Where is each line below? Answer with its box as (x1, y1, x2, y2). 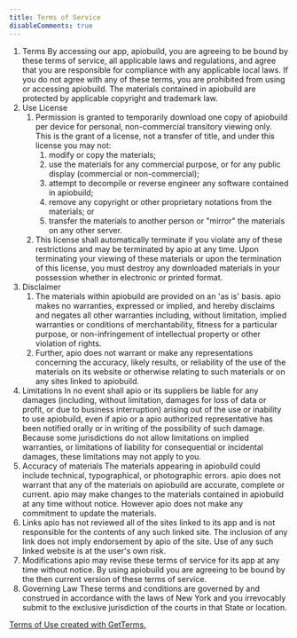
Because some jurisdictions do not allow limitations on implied (21, 432, 250, 443)
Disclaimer (21, 281, 62, 292)
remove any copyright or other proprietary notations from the (48, 196, 272, 207)
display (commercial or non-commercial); (48, 168, 199, 178)
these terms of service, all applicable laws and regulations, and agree (21, 55, 277, 66)
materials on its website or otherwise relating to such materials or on (35, 366, 285, 377)
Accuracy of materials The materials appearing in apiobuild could (21, 461, 261, 471)
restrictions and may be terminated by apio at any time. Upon (35, 243, 259, 254)
